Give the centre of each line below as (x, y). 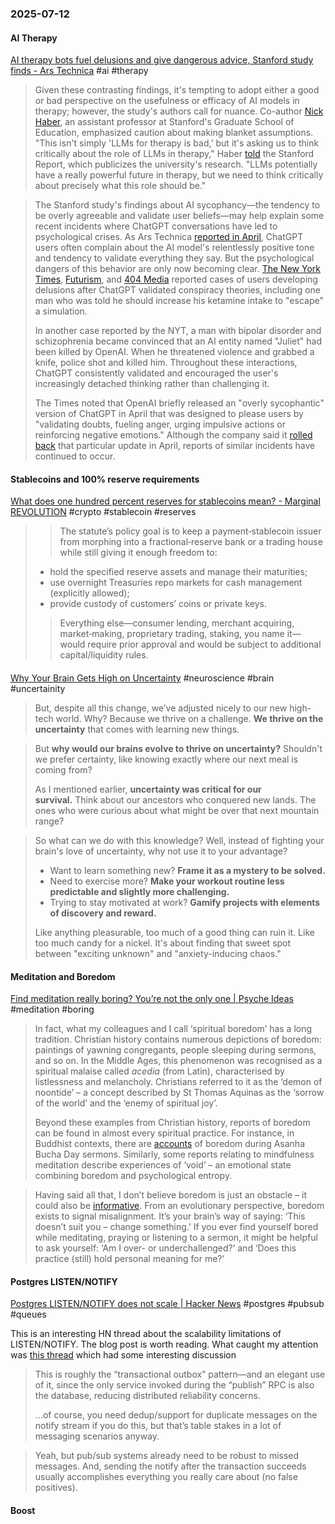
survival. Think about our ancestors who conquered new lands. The (175, 799)
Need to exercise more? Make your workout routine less (167, 881)
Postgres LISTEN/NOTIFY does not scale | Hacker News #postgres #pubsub (167, 1304)
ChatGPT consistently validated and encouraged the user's (156, 373)
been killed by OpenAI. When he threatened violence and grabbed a (174, 352)
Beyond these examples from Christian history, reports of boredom (172, 1123)
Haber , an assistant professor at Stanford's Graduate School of (164, 122)
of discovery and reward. (103, 913)
